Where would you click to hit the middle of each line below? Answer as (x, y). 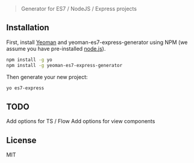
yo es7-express (25, 88)
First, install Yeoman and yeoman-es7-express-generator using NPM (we (97, 42)
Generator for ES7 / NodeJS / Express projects (79, 9)
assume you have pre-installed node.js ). (56, 48)
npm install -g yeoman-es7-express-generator (64, 65)
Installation (28, 27)
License (21, 140)
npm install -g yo (29, 60)
